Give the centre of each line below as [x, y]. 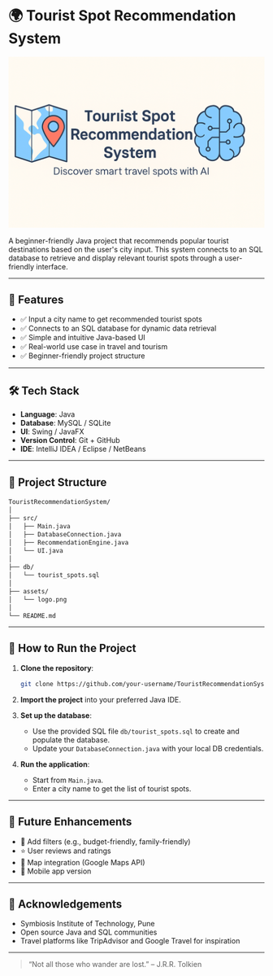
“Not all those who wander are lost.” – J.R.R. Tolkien [115, 965]
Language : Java [48, 414]
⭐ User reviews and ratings [65, 851]
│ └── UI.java [36, 551]
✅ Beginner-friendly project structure [82, 356]
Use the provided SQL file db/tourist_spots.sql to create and [136, 731]
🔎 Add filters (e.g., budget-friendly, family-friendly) [105, 841]
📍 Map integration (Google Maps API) [82, 862]
